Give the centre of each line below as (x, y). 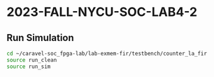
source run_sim (29, 67)
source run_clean (32, 60)
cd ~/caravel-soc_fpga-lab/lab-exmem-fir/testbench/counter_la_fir (107, 53)
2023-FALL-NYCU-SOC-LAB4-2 (102, 12)
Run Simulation (40, 38)
